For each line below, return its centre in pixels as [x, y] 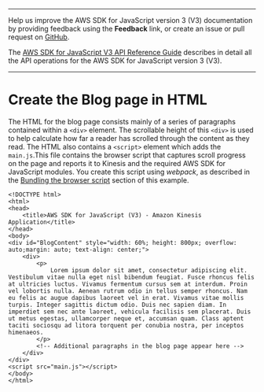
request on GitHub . [39, 37]
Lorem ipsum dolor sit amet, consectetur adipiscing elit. [148, 270]
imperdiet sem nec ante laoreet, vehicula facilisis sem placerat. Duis [130, 312]
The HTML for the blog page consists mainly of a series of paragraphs [122, 121]
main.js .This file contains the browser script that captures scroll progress [127, 155]
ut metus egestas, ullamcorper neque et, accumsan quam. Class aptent [126, 318]
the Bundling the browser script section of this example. [99, 180]
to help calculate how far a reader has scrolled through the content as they [129, 138]
